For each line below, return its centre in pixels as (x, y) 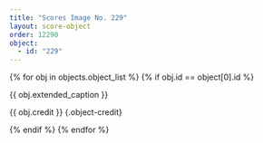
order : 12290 (34, 34)
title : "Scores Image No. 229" (68, 18)
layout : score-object (50, 26)
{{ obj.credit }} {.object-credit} (66, 112)
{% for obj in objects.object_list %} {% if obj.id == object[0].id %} (132, 77)
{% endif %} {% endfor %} (59, 130)
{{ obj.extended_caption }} (59, 95)
